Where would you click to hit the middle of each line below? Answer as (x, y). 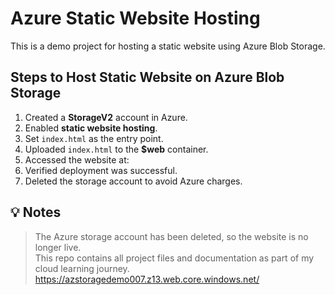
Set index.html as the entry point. (94, 138)
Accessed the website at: (77, 159)
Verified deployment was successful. (101, 170)
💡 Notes (36, 212)
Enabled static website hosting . (91, 128)
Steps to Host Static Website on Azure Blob (147, 77)
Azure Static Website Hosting (135, 18)
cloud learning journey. (82, 268)
